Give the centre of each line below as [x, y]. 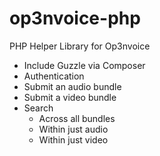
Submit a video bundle [70, 97]
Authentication [54, 76]
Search [38, 108]
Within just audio [73, 129]
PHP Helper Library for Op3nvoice [80, 46]
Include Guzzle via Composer [84, 65]
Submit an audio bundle [72, 86]
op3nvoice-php [75, 18]
